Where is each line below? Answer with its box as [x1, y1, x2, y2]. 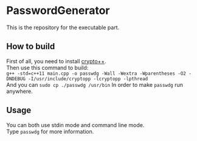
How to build [6, 41, 55, 52]
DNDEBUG [6, 75, 26, 82]
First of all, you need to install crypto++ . [6, 57, 106, 64]
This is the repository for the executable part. [6, 24, 120, 31]
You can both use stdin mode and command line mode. [6, 121, 145, 128]
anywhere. [6, 88, 33, 95]
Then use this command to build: [6, 64, 89, 71]
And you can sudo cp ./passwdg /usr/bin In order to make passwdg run [6, 81, 184, 88]
